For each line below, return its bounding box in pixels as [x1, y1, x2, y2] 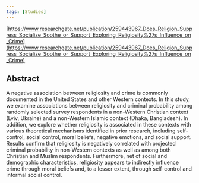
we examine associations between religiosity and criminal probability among [6, 102, 193, 109]
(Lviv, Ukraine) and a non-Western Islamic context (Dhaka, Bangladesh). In [6, 115, 188, 122]
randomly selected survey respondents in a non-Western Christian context [6, 108, 189, 116]
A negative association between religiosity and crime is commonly [6, 90, 168, 97]
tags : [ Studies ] [6, 8, 46, 15]
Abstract [6, 74, 40, 84]
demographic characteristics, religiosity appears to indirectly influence [6, 159, 179, 166]
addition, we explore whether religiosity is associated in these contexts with [6, 121, 191, 128]
